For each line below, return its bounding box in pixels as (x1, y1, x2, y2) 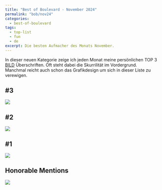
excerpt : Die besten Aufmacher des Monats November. (5, 43, 115, 48)
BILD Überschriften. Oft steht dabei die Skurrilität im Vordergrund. (5, 62, 138, 68)
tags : (5, 25, 16, 30)
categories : (5, 16, 29, 21)
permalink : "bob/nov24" (5, 12, 54, 17)
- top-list (9, 30, 32, 35)
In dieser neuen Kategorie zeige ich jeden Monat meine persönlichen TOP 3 (5, 57, 157, 62)
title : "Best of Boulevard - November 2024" (5, 7, 97, 12)
